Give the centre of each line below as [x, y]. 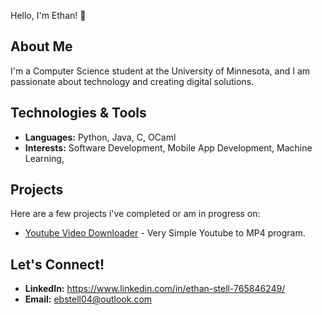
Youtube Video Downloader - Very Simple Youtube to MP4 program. [165, 233]
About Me [41, 46]
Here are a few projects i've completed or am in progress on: [135, 214]
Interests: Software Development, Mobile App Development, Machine [168, 147]
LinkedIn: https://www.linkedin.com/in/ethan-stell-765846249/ [155, 289]
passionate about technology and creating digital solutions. [132, 81]
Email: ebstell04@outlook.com [88, 299]
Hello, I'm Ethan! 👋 [48, 15]
